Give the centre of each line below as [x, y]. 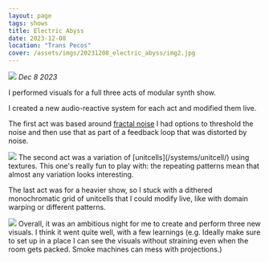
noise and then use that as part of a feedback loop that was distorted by [128, 132]
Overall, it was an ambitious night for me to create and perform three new [139, 223]
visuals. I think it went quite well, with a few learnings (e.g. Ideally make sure [134, 232]
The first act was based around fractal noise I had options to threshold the [131, 124]
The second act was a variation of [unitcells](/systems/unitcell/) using [134, 157]
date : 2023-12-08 [37, 38]
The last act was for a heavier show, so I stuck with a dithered [110, 190]
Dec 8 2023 [38, 77]
